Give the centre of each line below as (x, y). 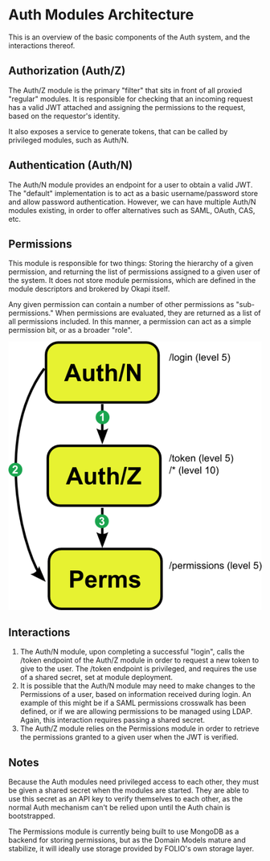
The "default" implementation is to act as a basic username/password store (133, 193)
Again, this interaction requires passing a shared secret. (112, 720)
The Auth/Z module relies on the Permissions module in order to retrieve (139, 728)
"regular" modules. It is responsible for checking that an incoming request (131, 99)
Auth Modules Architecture (101, 15)
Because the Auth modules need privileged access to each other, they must (134, 782)
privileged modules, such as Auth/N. (69, 140)
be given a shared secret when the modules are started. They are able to (129, 790)
